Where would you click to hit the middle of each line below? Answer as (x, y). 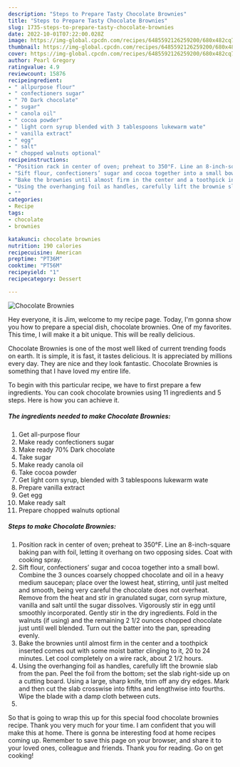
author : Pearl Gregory (42, 61)
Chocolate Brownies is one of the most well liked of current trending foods (117, 348)
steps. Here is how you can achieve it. (64, 400)
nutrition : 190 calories (45, 246)
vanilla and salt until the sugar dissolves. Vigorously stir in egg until (117, 605)
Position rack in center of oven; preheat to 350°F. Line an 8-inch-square (124, 544)
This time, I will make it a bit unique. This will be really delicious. (101, 334)
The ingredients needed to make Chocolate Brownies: (89, 416)
